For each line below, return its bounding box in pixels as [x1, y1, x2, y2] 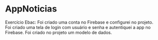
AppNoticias [5, 3, 57, 14]
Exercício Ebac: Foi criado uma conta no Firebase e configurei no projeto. [5, 19, 154, 25]
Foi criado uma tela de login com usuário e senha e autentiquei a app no [5, 24, 151, 30]
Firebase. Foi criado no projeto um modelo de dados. [5, 29, 112, 35]
